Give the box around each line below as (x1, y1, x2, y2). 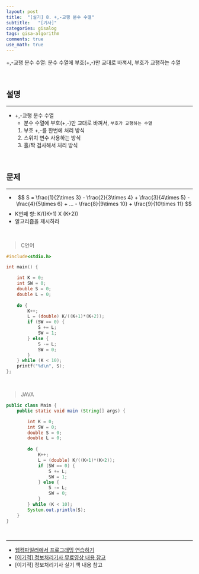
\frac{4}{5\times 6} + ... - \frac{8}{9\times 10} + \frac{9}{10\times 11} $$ (15, 200, 192, 207)
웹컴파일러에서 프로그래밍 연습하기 (14, 547, 95, 554)
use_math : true (6, 42, 44, 48)
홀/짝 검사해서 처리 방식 (23, 141, 78, 148)
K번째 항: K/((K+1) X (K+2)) (14, 210, 79, 217)
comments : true (6, 36, 44, 42)
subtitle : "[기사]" (6, 20, 57, 26)
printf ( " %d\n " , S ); (17, 363, 65, 369)
